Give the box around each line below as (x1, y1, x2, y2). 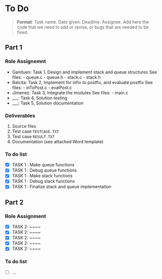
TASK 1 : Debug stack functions (12, 178, 75, 184)
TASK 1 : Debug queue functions (12, 167, 77, 173)
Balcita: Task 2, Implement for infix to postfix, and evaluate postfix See (12, 79, 153, 85)
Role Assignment (5, 212, 46, 219)
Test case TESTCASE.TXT (12, 128, 59, 134)
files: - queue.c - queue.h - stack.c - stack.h (12, 74, 101, 80)
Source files (12, 123, 36, 129)
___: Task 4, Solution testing (12, 95, 67, 101)
